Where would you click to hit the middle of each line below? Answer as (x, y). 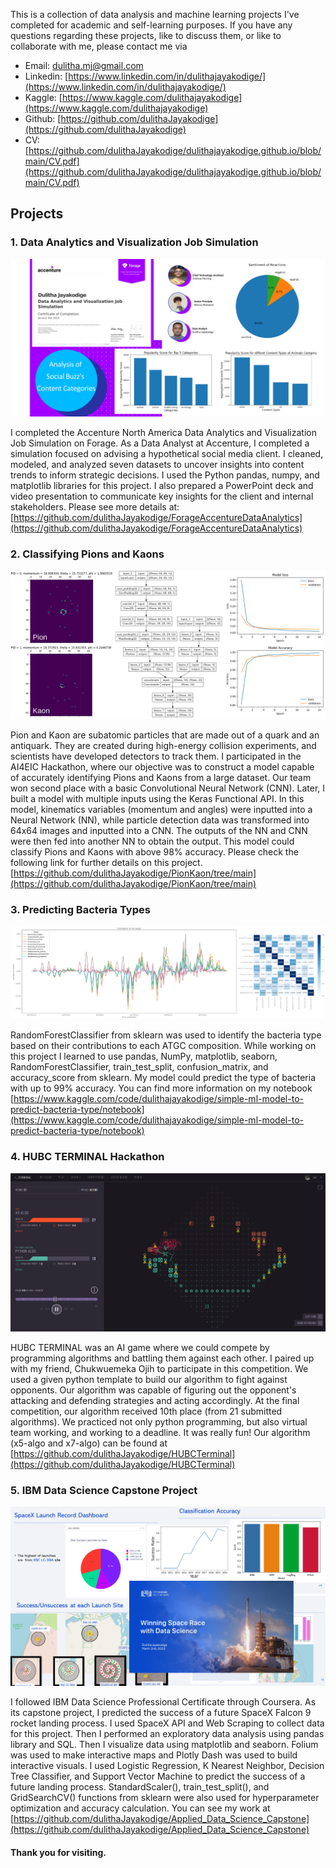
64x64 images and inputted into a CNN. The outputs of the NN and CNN (159, 831)
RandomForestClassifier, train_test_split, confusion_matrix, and (139, 1066)
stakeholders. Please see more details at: (95, 506)
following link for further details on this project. (106, 863)
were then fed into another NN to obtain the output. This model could (152, 841)
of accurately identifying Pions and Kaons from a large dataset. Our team (161, 778)
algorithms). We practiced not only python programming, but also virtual (159, 1422)
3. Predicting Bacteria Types (80, 910)
